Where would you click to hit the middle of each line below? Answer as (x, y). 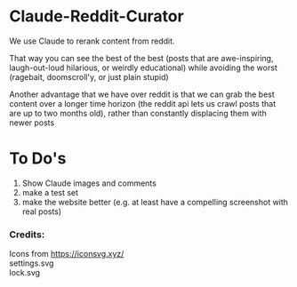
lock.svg (25, 273)
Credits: (27, 235)
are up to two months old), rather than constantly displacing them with (138, 113)
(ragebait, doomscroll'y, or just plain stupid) (89, 76)
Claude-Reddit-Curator (96, 16)
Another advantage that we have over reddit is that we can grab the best (142, 94)
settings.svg (32, 263)
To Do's (38, 159)
